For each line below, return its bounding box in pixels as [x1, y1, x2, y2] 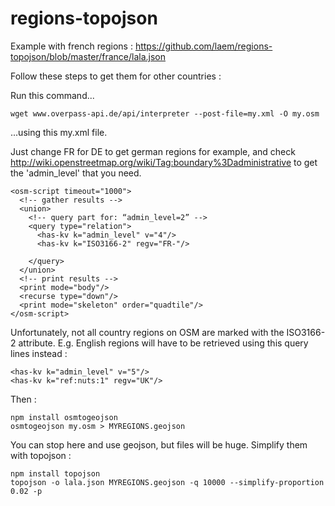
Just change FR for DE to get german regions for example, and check [10, 145, 296, 157]
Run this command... [10, 89, 95, 101]
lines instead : [10, 347, 68, 359]
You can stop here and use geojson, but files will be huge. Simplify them [10, 438, 308, 451]
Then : [10, 393, 37, 405]
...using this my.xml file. [10, 126, 108, 138]
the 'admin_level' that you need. [10, 167, 142, 179]
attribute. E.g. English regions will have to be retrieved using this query [18, 337, 309, 349]
